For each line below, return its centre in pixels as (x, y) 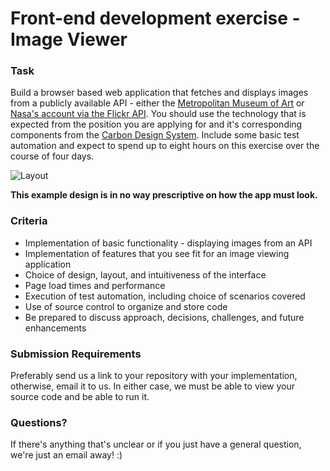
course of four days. (52, 156)
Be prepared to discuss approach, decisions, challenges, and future (164, 317)
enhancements (55, 328)
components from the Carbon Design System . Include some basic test (155, 135)
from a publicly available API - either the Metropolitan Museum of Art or (157, 103)
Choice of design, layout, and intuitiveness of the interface (145, 274)
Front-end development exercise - (155, 18)
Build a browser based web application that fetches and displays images (159, 93)
